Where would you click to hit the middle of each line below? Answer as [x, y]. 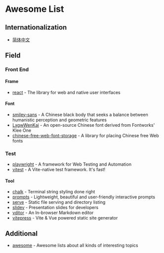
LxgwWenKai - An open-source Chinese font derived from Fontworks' [83, 125]
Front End [17, 70]
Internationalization [36, 27]
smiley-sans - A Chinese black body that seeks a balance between [80, 114]
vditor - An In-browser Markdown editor [53, 213]
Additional [21, 234]
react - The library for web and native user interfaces [66, 92]
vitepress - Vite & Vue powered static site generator [65, 218]
